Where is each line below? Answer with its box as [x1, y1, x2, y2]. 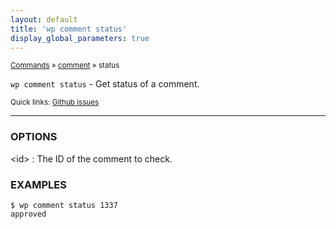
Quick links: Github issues [10, 97, 100, 108]
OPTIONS [10, 130, 58, 144]
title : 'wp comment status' [10, 24, 128, 34]
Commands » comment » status [10, 61, 120, 71]
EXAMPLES [10, 177, 67, 191]
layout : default [10, 14, 78, 25]
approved [10, 209, 47, 219]
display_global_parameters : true [10, 33, 150, 43]
